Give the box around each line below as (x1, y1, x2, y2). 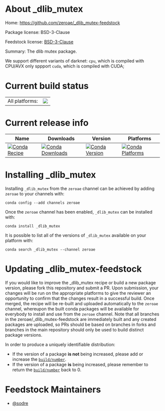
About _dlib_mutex (5, 3, 83, 15)
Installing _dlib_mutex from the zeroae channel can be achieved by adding (5, 186, 155, 191)
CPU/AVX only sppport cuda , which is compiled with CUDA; (5, 63, 124, 69)
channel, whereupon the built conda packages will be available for (5, 306, 139, 312)
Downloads (47, 135, 75, 142)
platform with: (5, 237, 33, 243)
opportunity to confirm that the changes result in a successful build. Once (5, 295, 155, 301)
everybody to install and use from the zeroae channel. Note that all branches (5, 311, 160, 317)
